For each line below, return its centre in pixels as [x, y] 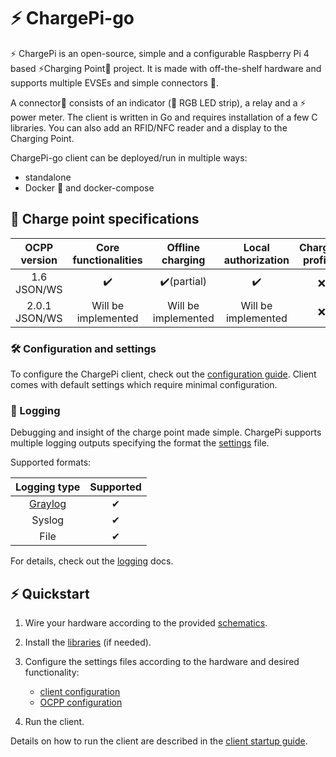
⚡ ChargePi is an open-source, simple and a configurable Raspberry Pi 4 [160, 53]
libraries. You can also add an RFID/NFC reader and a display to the [149, 127]
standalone [48, 177]
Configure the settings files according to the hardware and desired [162, 662]
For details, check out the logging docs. [92, 561]
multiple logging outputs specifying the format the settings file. [140, 443]
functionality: [52, 672]
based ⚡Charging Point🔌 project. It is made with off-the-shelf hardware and [166, 68]
